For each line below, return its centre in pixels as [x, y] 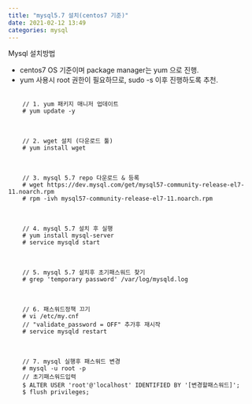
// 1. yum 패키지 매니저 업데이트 [70, 104]
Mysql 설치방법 [32, 54]
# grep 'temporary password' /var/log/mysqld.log [106, 280]
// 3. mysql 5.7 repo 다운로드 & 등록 [81, 178]
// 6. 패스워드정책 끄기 [56, 309]
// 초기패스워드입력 [49, 377]
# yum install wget [54, 148]
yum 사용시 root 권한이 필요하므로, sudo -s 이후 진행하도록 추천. [119, 80]
